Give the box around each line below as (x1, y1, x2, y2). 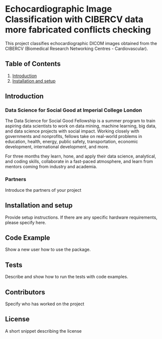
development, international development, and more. (5, 144, 109, 150)
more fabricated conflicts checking (5, 24, 151, 35)
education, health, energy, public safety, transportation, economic (5, 138, 139, 145)
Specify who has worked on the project (5, 301, 85, 307)
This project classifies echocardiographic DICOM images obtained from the (5, 40, 158, 46)
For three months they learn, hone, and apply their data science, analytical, (5, 153, 157, 159)
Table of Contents (5, 60, 61, 68)
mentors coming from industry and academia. (5, 164, 97, 170)
